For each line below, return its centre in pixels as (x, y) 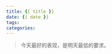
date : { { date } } (28, 17)
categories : (21, 28)
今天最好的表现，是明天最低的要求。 (65, 45)
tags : (13, 22)
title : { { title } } (30, 11)
